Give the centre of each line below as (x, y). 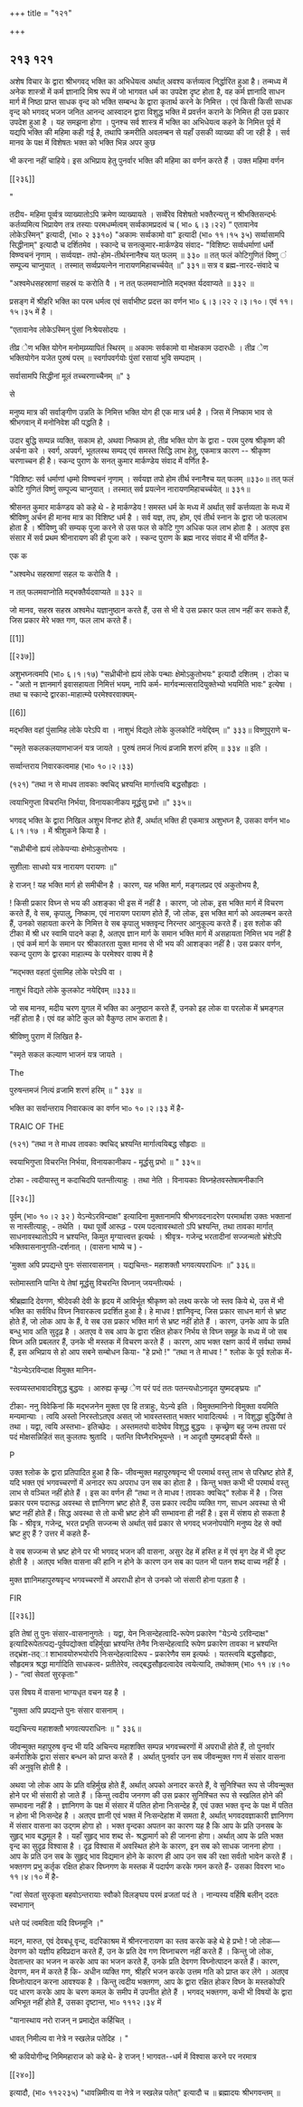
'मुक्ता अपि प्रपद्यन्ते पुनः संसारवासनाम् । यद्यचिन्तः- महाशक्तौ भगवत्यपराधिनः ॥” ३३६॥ (132, 1265)
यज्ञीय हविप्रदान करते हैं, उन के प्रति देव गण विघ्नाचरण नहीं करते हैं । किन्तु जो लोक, (156, 1951)
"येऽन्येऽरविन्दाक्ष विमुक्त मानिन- (53, 1370)
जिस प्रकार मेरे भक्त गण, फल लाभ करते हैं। (71, 620)
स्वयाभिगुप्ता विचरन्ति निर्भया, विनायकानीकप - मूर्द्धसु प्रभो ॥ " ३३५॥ (105, 1162)
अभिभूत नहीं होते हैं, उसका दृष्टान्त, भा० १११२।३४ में (85, 2002)
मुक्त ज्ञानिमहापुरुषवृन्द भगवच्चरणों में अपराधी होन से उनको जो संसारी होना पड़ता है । (128, 1580)
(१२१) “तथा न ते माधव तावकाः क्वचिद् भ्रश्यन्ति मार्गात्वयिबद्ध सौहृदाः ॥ (107, 1144)
